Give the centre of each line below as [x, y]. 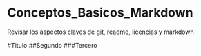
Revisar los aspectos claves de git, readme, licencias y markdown [101, 32]
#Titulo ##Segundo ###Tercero [52, 45]
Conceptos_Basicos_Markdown [100, 13]
